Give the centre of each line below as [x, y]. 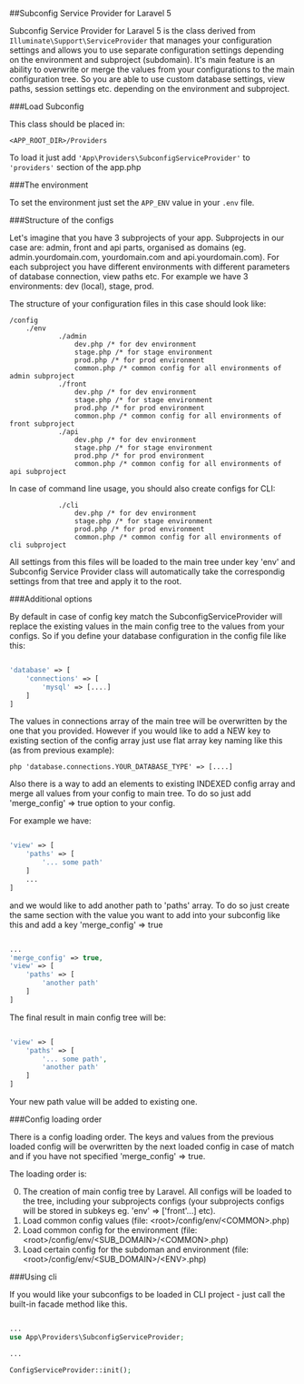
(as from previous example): [62, 751]
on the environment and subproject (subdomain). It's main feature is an [142, 60]
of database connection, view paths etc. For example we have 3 [129, 276]
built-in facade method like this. [69, 1304]
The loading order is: [49, 1174]
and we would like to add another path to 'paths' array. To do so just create [150, 905]
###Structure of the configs [62, 220]
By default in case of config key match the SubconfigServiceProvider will [146, 616]
